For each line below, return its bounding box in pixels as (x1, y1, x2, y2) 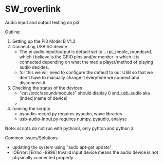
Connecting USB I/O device (12, 43, 67, 49)
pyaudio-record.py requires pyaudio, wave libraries (19, 110, 123, 116)
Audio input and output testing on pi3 (5, 19, 80, 25)
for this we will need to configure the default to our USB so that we (19, 69, 153, 75)
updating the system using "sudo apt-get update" (12, 144, 112, 150)
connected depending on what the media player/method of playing (19, 59, 153, 65)
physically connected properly (12, 154, 73, 160)
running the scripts (12, 106, 50, 111)
